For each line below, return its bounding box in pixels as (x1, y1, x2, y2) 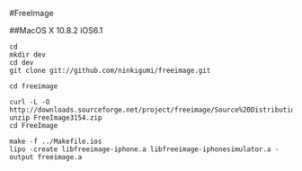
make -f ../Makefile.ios (9, 137, 102, 146)
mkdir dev (9, 50, 47, 59)
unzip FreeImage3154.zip (9, 113, 102, 122)
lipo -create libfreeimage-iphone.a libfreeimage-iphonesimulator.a (9, 145, 271, 154)
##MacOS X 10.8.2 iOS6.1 (9, 25, 103, 35)
